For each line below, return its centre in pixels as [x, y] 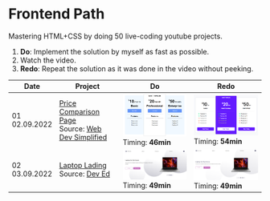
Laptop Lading [83, 166]
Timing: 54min [218, 141]
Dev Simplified [83, 137]
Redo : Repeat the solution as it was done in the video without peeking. [137, 68]
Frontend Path [57, 14]
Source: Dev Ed [85, 174]
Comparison [80, 111]
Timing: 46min [147, 142]
